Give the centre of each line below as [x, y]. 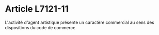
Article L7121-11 [37, 9]
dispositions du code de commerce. [41, 27]
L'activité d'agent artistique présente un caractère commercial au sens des [79, 22]
